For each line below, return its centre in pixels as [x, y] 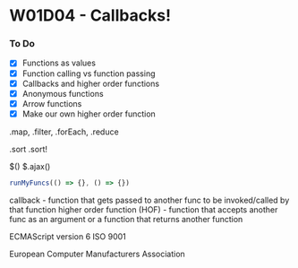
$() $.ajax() [30, 166]
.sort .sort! [28, 149]
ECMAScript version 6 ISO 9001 [68, 236]
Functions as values [59, 63]
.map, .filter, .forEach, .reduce [64, 132]
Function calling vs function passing [89, 73]
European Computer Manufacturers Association [97, 254]
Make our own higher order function [89, 114]
